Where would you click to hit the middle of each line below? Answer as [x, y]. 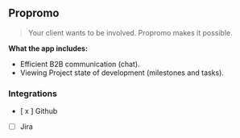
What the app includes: [48, 48]
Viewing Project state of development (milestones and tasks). [122, 73]
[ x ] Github [39, 111]
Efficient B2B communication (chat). [80, 64]
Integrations [33, 94]
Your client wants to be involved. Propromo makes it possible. [130, 32]
